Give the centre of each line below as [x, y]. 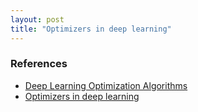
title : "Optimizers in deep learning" [91, 29]
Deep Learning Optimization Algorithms [106, 85]
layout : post [37, 19]
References [39, 64]
